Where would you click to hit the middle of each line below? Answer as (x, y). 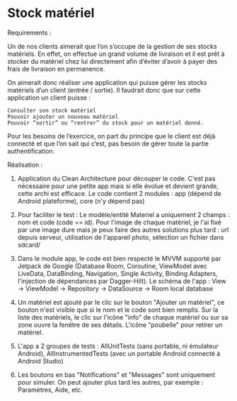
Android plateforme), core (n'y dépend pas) (81, 201)
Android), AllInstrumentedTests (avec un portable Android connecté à (119, 353)
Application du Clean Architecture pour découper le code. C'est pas (116, 178)
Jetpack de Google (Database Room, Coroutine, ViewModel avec (112, 266)
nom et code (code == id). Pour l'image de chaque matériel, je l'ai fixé (119, 222)
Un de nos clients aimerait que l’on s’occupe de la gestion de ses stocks (112, 46)
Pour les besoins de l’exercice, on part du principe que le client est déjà (111, 136)
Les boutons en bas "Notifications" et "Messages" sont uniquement (116, 374)
